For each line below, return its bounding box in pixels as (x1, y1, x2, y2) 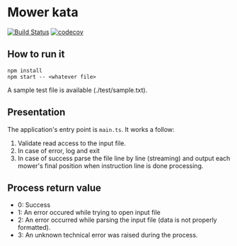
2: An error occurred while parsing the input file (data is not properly (17, 216, 217, 224)
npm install (7, 67, 42, 74)
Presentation (7, 106, 66, 118)
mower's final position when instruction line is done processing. (17, 161, 204, 170)
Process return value (7, 181, 101, 194)
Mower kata (7, 4, 79, 21)
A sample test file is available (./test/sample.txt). (7, 86, 148, 94)
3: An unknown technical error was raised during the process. (17, 231, 198, 240)
